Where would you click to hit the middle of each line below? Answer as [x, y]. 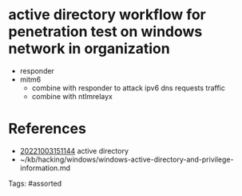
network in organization [89, 49]
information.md [45, 168]
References [47, 129]
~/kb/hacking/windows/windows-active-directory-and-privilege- [127, 159]
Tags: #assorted [35, 183]
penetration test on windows [105, 32]
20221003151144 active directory [74, 150]
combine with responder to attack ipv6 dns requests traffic [128, 88]
